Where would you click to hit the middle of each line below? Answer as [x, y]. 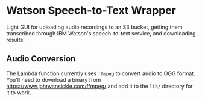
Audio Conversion [41, 59]
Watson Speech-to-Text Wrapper [91, 11]
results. [16, 40]
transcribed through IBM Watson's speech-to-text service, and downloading [101, 33]
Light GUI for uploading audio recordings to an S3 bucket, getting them [94, 27]
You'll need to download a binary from [54, 79]
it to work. [19, 92]
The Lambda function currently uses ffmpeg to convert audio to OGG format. [101, 73]
